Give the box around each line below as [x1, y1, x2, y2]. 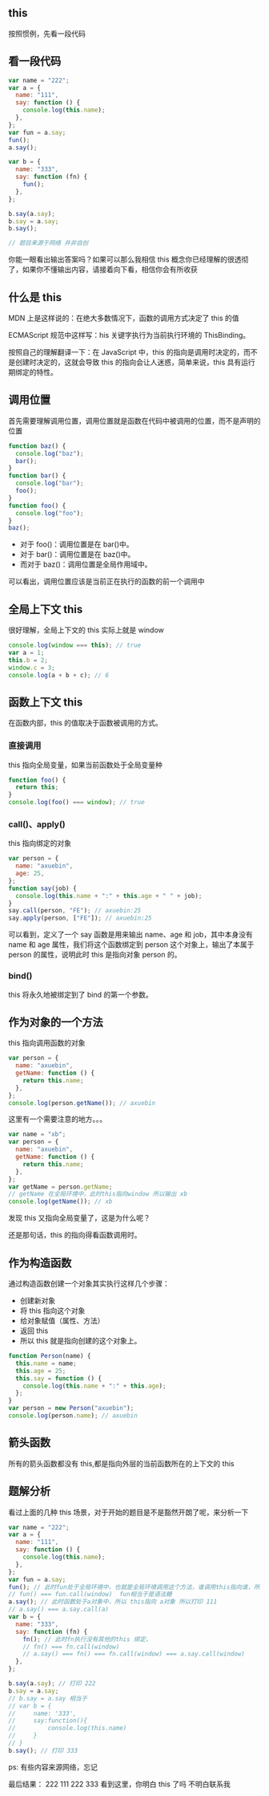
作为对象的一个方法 [8, 1015, 103, 1029]
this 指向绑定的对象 [8, 839, 72, 848]
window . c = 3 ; [8, 664, 56, 672]
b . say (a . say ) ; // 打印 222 [8, 1680, 96, 1688]
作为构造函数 [8, 1256, 72, 1270]
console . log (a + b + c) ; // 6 [8, 671, 110, 679]
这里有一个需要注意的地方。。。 [8, 1115, 106, 1124]
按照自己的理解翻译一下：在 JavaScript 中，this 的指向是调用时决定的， [8, 347, 244, 356]
